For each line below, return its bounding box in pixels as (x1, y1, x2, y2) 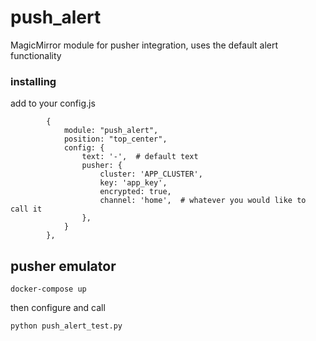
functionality (10, 49, 62, 61)
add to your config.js (10, 97, 96, 110)
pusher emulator (10, 257, 117, 275)
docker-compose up (10, 284, 87, 295)
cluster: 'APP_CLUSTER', (99, 169, 203, 180)
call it (10, 204, 43, 215)
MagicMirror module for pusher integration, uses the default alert (10, 39, 279, 51)
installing (10, 74, 57, 88)
